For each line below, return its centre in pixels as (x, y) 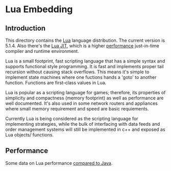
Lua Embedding (39, 9)
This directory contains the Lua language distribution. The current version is (85, 40)
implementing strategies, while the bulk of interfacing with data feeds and (83, 124)
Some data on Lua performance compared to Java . (59, 163)
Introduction (26, 28)
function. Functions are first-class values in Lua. (56, 83)
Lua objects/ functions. (30, 135)
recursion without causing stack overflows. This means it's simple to (77, 72)
